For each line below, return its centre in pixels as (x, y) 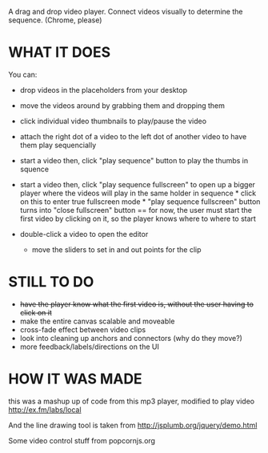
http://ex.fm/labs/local (45, 409)
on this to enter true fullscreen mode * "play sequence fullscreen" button (140, 201)
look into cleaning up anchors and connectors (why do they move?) (131, 338)
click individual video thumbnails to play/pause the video (113, 121)
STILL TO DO (51, 282)
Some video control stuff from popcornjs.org (82, 440)
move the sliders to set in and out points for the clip (116, 249)
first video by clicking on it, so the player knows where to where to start (138, 218)
